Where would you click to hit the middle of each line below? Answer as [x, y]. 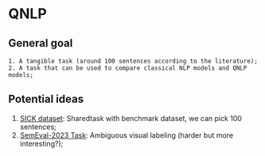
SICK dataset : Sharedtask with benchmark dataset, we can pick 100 [131, 118]
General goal [41, 43]
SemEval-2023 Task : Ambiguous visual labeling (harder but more [126, 135]
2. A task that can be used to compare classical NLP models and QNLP [128, 68]
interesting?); [41, 143]
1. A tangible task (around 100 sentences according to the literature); [133, 61]
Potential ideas [46, 99]
